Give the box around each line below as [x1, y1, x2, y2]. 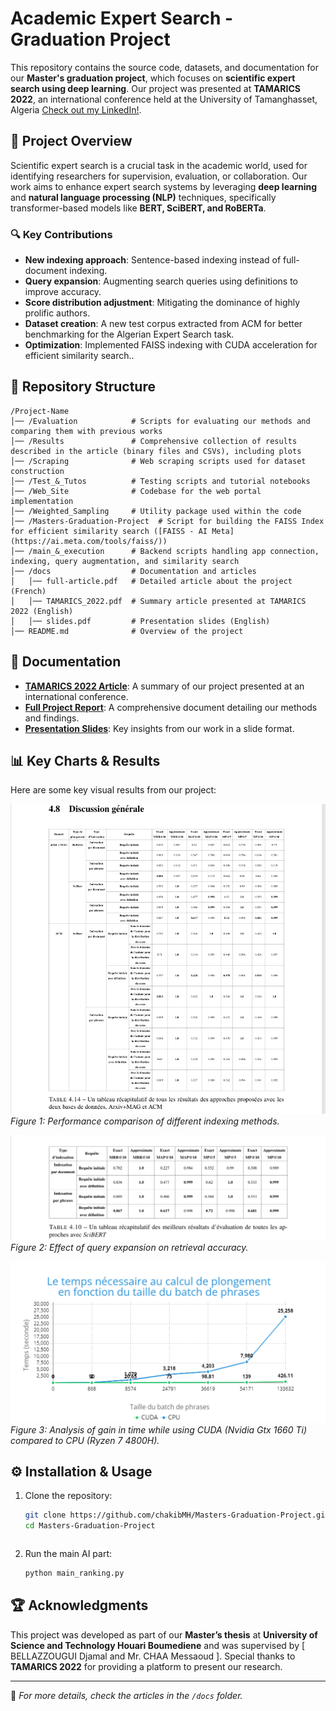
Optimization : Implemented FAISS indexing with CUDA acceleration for [24, 339, 318, 351]
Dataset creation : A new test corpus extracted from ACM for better [24, 318, 303, 330]
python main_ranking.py [24, 1568, 125, 1579]
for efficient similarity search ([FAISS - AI [10, 526, 208, 536]
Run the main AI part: [24, 1548, 113, 1560]
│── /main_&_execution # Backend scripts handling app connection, [10, 546, 320, 556]
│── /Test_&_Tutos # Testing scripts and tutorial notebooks [10, 476, 311, 486]
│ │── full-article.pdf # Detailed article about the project [10, 576, 293, 586]
